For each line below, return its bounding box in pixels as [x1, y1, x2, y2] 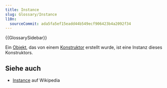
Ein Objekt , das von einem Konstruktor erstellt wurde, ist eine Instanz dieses [5, 44, 162, 50]
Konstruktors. [5, 50, 34, 56]
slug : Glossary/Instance [5, 12, 57, 17]
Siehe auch [5, 64, 41, 73]
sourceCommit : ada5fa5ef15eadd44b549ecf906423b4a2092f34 [10, 21, 131, 26]
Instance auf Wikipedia [12, 78, 60, 84]
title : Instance [5, 7, 39, 12]
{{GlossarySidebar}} [5, 35, 48, 41]
